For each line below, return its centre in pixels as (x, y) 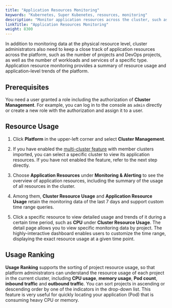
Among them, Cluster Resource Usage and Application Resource (82, 196)
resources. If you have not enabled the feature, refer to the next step (85, 160)
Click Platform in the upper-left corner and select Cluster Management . (89, 139)
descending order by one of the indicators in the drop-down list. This (78, 289)
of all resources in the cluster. (44, 186)
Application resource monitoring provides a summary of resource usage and (86, 66)
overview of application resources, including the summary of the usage (88, 181)
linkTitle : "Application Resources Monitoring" (57, 24)
